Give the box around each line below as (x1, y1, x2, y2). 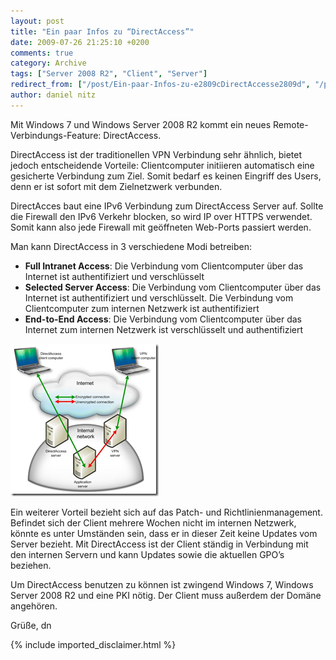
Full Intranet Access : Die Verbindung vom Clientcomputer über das (24, 260, 304, 272)
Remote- (273, 118, 309, 130)
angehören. (10, 600, 58, 612)
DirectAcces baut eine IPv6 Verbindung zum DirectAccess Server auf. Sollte (10, 200, 324, 212)
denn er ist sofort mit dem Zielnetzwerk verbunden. (10, 180, 223, 192)
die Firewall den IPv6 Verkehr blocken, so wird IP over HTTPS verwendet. (10, 210, 313, 222)
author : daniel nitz (10, 90, 97, 100)
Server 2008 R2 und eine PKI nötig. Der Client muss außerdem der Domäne (10, 589, 322, 601)
